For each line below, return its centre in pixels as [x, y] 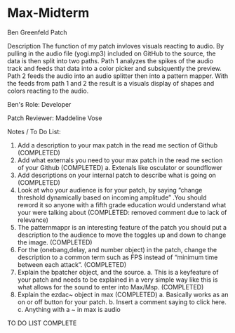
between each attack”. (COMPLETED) [72, 264]
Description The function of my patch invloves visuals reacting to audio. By [116, 46]
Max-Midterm [48, 13]
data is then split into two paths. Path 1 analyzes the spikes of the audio [110, 60]
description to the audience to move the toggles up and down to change [122, 235]
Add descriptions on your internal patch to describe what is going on [116, 175]
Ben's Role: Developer [39, 104]
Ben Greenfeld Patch [37, 32]
